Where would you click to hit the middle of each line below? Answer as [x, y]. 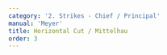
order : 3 [23, 38]
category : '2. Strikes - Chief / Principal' [84, 16]
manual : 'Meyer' [35, 23]
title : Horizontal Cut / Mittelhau [68, 31]
